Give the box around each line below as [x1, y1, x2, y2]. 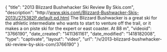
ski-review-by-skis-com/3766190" [5, 41, 76, 47]
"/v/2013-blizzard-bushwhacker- [94, 36, 162, 42]
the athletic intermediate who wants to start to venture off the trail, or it [5, 20, 151, 26]
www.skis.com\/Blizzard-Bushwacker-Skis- [49, 9, 139, 15]
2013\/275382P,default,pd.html [5, 15, 69, 20]
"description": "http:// [5, 9, 50, 15]
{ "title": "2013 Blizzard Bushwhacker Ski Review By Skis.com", [5, 4, 134, 10]
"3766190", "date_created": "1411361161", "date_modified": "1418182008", [5, 31, 156, 36]
